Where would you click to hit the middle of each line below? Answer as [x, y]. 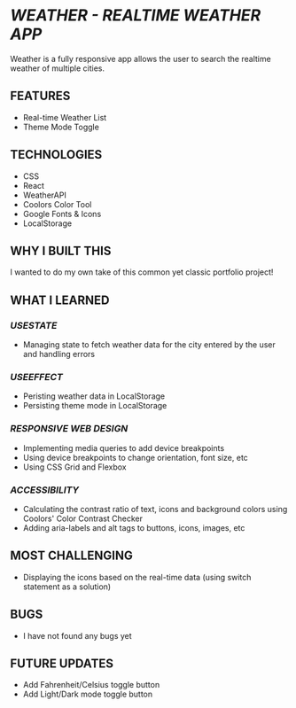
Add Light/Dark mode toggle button [88, 694]
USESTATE [34, 325]
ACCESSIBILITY [45, 490]
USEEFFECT [36, 377]
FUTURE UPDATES [62, 663]
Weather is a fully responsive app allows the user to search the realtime [140, 58]
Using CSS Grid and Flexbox [74, 467]
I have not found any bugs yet [77, 635]
